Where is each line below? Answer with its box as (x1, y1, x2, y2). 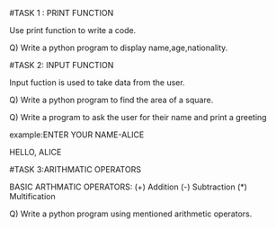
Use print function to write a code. (9, 25, 137, 35)
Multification (9, 191, 56, 201)
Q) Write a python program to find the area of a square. (9, 94, 214, 105)
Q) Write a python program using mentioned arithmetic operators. (9, 208, 253, 219)
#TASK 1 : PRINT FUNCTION (9, 8, 114, 18)
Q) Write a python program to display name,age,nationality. (9, 42, 228, 53)
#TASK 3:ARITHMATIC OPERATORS (9, 164, 142, 174)
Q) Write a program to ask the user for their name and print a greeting (9, 112, 267, 122)
